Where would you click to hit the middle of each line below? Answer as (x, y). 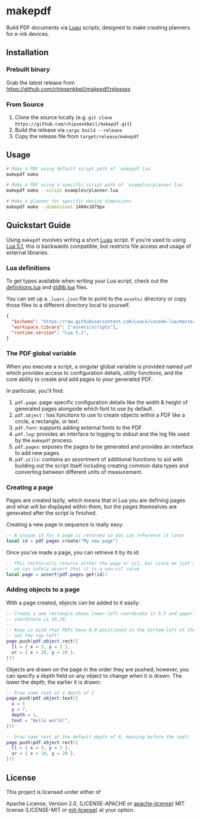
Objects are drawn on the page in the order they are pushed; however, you (98, 669)
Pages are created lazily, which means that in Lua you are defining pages (96, 500)
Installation (27, 53)
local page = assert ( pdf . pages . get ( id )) (57, 574)
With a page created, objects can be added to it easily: (73, 603)
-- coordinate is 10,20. (37, 619)
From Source (25, 104)
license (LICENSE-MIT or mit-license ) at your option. (71, 809)
